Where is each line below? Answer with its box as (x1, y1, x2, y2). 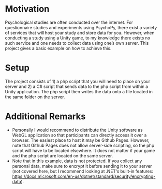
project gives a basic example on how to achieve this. (5, 45, 112, 51)
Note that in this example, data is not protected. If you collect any (12, 158, 142, 164)
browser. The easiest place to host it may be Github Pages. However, (12, 137, 150, 143)
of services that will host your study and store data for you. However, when (5, 30, 155, 35)
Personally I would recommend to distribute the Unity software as (12, 127, 143, 133)
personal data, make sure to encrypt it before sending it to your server (12, 163, 152, 169)
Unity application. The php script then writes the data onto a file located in (5, 88, 153, 94)
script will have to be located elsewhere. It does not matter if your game (12, 147, 156, 154)
